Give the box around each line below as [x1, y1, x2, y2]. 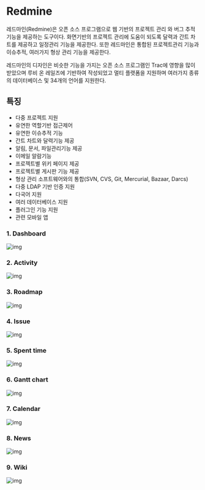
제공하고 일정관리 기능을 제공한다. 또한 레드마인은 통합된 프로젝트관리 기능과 [17, 40, 199, 48]
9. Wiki [6, 463, 28, 472]
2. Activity [6, 258, 38, 267]
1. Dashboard [6, 229, 47, 237]
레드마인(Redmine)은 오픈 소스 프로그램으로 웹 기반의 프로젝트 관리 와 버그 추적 [6, 25, 196, 33]
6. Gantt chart [6, 375, 48, 384]
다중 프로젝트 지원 [15, 113, 58, 121]
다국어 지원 [15, 190, 42, 197]
